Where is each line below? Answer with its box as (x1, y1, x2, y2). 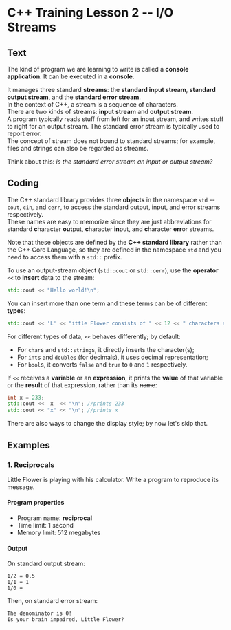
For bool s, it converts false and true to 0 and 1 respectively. (16, 360, 188, 369)
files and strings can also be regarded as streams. (7, 144, 149, 152)
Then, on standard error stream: (7, 597, 98, 605)
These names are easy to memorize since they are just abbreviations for (7, 217, 212, 226)
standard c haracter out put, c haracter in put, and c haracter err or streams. (7, 225, 214, 233)
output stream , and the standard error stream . (7, 93, 141, 101)
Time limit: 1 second (16, 521, 74, 530)
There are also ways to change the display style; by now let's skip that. (7, 420, 208, 428)
